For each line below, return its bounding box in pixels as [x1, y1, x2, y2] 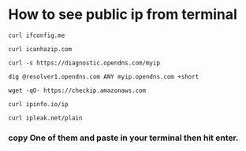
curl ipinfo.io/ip [8, 100, 69, 108]
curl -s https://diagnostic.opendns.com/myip [8, 59, 160, 67]
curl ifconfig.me [8, 31, 65, 39]
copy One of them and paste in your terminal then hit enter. [8, 132, 239, 143]
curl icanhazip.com [8, 45, 73, 53]
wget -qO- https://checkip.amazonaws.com [8, 87, 147, 94]
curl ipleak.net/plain [8, 114, 83, 122]
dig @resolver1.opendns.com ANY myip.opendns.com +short [8, 72, 199, 80]
